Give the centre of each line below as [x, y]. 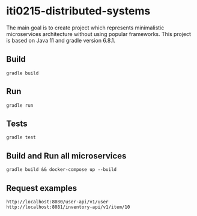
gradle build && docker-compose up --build [62, 170]
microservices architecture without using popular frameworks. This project [98, 34]
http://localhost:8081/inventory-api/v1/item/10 [68, 207]
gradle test [21, 137]
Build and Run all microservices [66, 156]
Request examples [42, 188]
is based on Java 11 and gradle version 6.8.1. [61, 40]
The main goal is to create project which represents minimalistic [85, 28]
